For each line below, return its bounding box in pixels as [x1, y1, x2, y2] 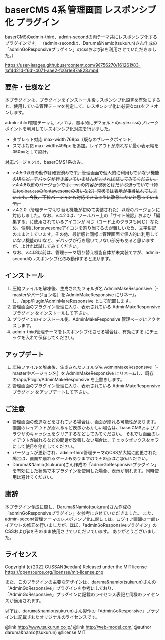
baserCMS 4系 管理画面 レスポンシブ [5, 4, 156, 16]
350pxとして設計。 [12, 149, 52, 154]
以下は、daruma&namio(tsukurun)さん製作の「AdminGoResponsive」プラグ [5, 608, 160, 614]
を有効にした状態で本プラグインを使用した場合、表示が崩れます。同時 [12, 468, 155, 474]
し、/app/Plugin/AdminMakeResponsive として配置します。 [12, 298, 133, 304]
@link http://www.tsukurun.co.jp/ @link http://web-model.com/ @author [5, 624, 152, 630]
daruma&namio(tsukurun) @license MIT [5, 629, 86, 635]
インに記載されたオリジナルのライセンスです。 [5, 614, 100, 620]
